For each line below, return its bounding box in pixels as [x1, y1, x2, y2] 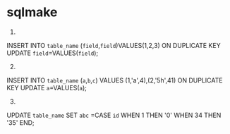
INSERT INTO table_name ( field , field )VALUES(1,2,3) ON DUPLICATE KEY [6, 41, 221, 49]
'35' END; [6, 118, 35, 127]
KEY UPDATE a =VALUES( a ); [6, 83, 87, 92]
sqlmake [6, 4, 58, 20]
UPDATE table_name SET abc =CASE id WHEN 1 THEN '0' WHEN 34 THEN [6, 111, 222, 119]
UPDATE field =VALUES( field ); [6, 49, 99, 57]
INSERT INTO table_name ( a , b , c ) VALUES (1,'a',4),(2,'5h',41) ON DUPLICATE [6, 75, 223, 85]
